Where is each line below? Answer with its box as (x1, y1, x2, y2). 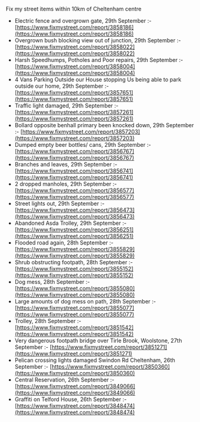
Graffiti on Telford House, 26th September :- (14, 396, 127, 403)
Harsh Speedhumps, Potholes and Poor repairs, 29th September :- (14, 57, 183, 63)
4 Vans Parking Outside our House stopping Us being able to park (14, 76, 182, 83)
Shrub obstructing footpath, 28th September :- (14, 259, 133, 266)
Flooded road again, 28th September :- (14, 239, 114, 246)
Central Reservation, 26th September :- (14, 376, 115, 383)
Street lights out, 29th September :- (14, 200, 105, 207)
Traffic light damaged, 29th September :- (14, 102, 119, 109)
